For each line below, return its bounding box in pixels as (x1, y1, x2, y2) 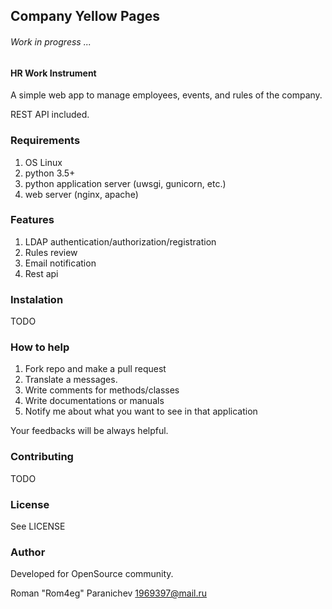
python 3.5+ (24, 167, 76, 179)
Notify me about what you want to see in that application (24, 405, 258, 418)
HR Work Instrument (10, 67, 97, 79)
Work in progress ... (10, 35, 92, 48)
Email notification (24, 257, 97, 269)
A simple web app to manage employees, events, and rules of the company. (10, 89, 323, 101)
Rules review (24, 246, 78, 258)
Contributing (10, 450, 74, 464)
